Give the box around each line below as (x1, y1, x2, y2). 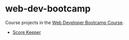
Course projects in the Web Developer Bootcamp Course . (5, 19, 124, 25)
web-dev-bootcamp (5, 3, 91, 14)
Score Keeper (12, 29, 41, 35)
